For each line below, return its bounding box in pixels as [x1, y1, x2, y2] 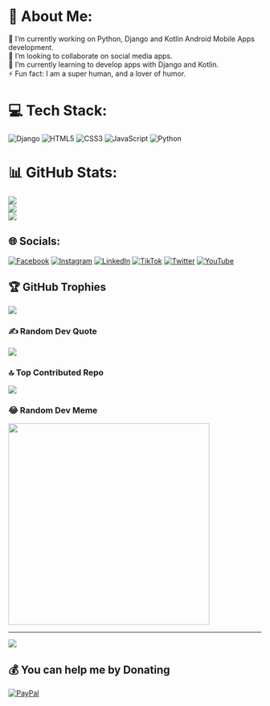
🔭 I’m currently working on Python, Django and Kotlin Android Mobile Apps [8, 34, 256, 44]
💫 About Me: [8, 7, 93, 26]
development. [8, 42, 54, 52]
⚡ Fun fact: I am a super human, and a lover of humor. [8, 69, 186, 78]
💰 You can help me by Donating [8, 662, 170, 676]
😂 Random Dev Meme [8, 405, 98, 416]
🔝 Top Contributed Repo [8, 367, 104, 378]
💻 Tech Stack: [8, 102, 108, 120]
